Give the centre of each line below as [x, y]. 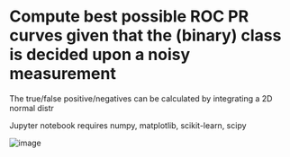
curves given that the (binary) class [145, 35]
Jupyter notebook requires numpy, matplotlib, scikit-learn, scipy [128, 125]
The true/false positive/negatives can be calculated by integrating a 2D [141, 98]
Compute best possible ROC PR [129, 17]
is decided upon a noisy [100, 55]
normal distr [32, 108]
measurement [63, 74]
